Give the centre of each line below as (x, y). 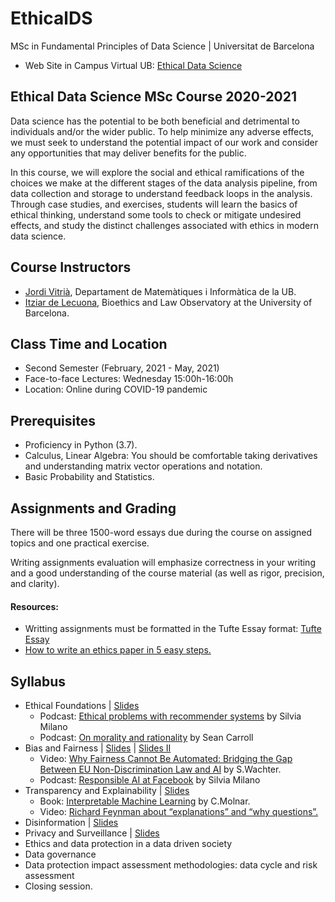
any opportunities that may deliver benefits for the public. (128, 153)
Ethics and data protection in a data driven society (128, 844)
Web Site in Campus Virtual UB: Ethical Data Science (133, 65)
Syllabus (38, 681)
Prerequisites (53, 420)
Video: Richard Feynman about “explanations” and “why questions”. (179, 812)
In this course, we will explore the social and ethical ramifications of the (157, 172)
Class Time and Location (89, 343)
